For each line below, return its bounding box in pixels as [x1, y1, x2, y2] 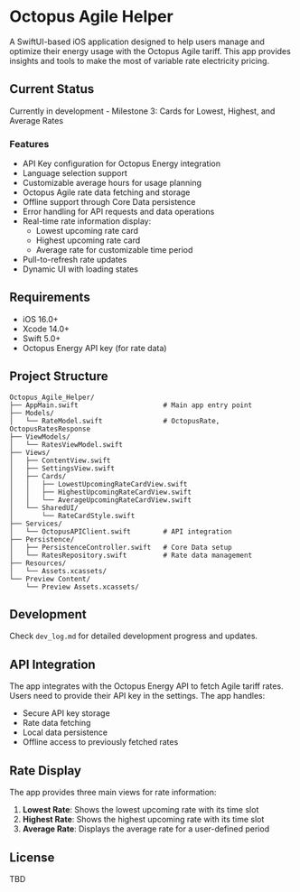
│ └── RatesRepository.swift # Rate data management [9, 551, 253, 560]
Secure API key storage [22, 708, 110, 719]
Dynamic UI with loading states [22, 264, 138, 274]
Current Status [9, 81, 95, 97]
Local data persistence [22, 727, 108, 738]
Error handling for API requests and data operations [22, 206, 215, 218]
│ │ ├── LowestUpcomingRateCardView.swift [9, 479, 188, 488]
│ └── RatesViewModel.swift [9, 440, 124, 449]
